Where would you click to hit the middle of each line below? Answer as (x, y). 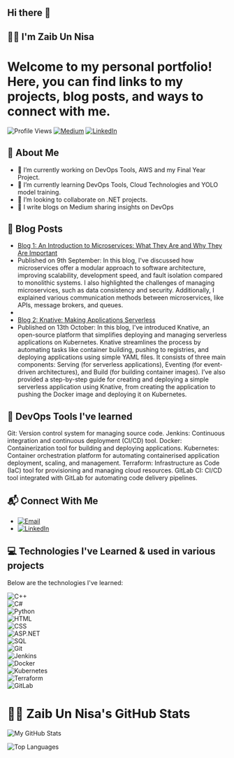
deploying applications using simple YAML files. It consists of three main (122, 357)
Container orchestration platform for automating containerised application (114, 456)
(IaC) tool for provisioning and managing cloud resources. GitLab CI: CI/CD (115, 470)
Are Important (37, 253)
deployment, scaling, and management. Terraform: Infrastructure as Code (114, 463)
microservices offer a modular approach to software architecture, (111, 268)
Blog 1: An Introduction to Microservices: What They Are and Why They (119, 246)
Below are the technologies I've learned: (65, 582)
